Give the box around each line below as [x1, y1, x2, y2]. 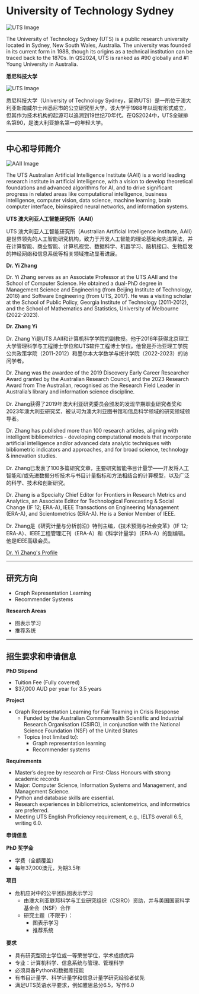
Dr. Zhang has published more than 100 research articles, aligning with [6, 427, 178, 434]
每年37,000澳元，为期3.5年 [14, 865, 81, 872]
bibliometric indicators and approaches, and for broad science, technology [6, 446, 189, 453]
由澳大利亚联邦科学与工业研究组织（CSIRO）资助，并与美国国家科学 [23, 897, 191, 904]
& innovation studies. [6, 452, 57, 459]
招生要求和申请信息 [6, 651, 76, 661]
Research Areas [6, 607, 46, 614]
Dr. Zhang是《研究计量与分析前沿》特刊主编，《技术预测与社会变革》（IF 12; [6, 522, 188, 529]
